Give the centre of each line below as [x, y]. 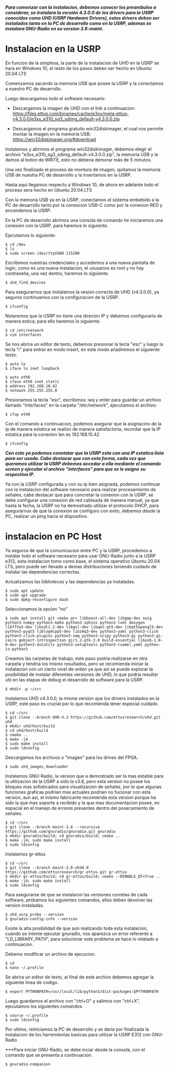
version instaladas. [25, 905]
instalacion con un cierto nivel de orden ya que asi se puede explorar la [79, 669]
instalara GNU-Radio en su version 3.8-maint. [54, 29]
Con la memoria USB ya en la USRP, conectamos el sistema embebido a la [82, 200]
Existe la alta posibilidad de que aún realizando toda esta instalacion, [76, 928]
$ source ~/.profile [27, 1015]
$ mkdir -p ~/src [23, 689]
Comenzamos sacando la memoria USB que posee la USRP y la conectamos [84, 83]
